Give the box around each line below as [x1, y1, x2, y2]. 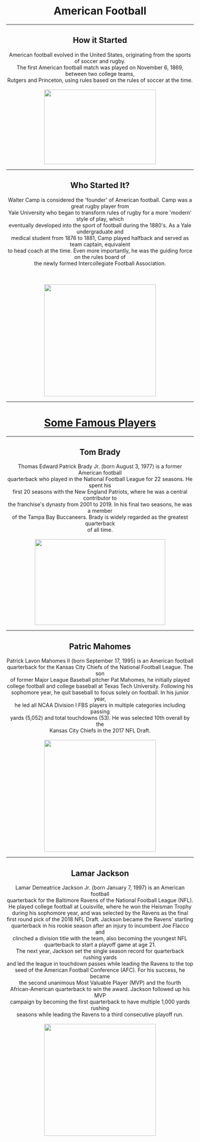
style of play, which [76, 215, 124, 222]
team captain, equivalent [70, 241, 130, 248]
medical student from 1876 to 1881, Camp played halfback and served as [11, 234, 189, 241]
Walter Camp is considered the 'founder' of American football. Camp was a [8, 196, 192, 204]
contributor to [83, 494, 117, 502]
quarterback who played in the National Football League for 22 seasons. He [7, 476, 193, 483]
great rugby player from [70, 202, 129, 210]
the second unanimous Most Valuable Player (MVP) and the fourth [18, 979, 182, 986]
